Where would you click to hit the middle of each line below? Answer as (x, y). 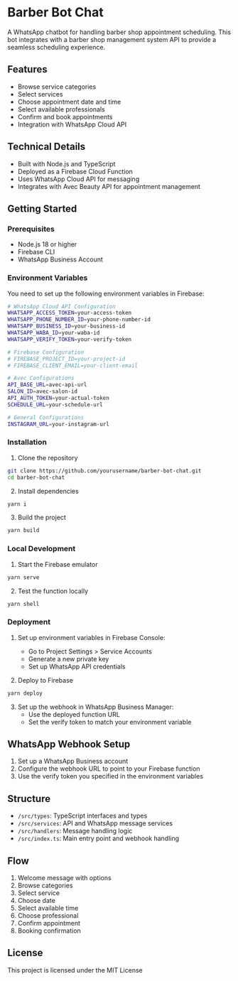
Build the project (42, 517)
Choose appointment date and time (69, 102)
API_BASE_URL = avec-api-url (47, 385)
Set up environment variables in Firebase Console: (91, 637)
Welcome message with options (64, 878)
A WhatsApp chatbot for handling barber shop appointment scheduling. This (119, 32)
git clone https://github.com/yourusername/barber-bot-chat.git (104, 471)
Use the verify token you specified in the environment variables (110, 776)
